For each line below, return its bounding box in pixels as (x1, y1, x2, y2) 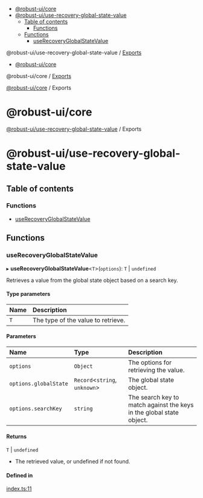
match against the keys (127, 401, 195, 409)
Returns (6, 433, 27, 440)
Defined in (6, 471, 33, 479)
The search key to (127, 393, 179, 401)
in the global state (127, 408, 179, 416)
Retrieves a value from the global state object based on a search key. (6, 277, 178, 284)
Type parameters (6, 290, 51, 298)
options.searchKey (9, 405, 62, 412)
